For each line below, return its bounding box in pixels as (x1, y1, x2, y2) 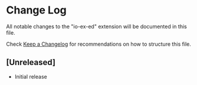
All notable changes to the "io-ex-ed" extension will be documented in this (6, 23, 187, 30)
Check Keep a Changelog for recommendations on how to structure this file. (6, 40, 192, 47)
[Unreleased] (6, 57, 56, 67)
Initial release (14, 73, 47, 80)
